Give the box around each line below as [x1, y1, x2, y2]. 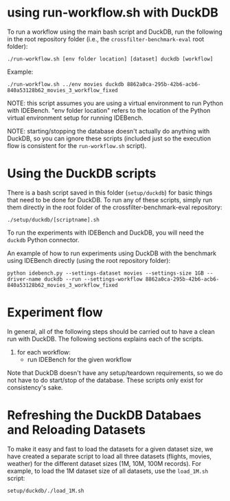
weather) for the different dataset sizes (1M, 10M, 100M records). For [7, 459, 201, 467]
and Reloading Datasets [7, 422, 146, 438]
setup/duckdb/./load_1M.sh [7, 487, 84, 494]
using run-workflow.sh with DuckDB [7, 5, 218, 21]
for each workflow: [16, 348, 71, 356]
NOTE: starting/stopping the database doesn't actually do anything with [7, 127, 210, 135]
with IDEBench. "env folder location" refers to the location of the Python [7, 106, 211, 114]
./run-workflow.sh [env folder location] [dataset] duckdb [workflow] [7, 55, 214, 63]
